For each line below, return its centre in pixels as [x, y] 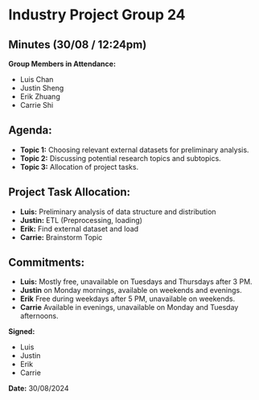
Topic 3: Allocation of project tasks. [79, 167]
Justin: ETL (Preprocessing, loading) [81, 220]
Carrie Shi [37, 105]
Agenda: [30, 130]
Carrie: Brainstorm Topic [61, 237]
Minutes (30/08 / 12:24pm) [78, 45]
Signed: [22, 332]
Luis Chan [37, 79]
